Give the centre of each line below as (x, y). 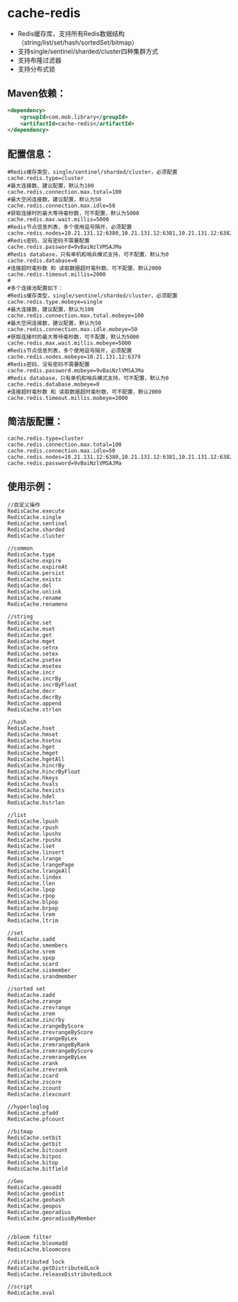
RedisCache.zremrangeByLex (47, 1057)
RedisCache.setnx (33, 647)
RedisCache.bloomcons (39, 1250)
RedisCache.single (34, 517)
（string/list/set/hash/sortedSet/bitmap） (78, 42)
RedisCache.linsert (36, 852)
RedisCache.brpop (33, 908)
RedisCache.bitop (33, 1162)
